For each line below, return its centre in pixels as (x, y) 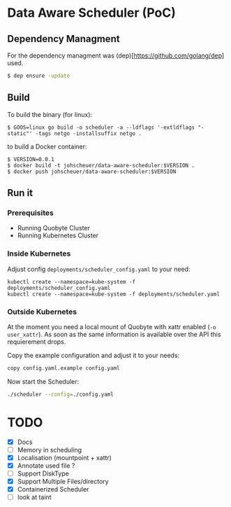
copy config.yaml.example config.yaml (64, 368)
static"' (20, 133)
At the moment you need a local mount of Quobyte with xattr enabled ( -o (112, 326)
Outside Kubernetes (42, 312)
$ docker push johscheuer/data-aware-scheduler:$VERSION (92, 172)
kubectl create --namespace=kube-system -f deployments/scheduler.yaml (113, 294)
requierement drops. (37, 342)
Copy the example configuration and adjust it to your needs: (94, 355)
